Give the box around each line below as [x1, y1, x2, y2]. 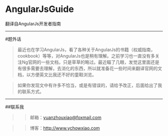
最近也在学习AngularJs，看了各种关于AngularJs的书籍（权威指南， [17, 46, 155, 52]
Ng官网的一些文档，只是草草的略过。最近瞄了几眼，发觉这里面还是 [21, 59, 159, 65]
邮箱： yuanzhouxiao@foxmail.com [29, 114, 101, 120]
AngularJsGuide [5, 3, 74, 15]
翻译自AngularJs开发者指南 [5, 20, 61, 26]
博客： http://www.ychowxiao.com [29, 125, 100, 131]
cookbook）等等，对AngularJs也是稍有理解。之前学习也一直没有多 [17, 52, 155, 58]
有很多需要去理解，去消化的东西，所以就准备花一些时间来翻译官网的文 [17, 65, 162, 71]
